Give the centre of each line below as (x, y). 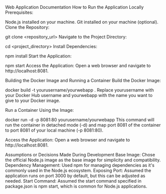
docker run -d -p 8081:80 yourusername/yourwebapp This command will (80, 120)
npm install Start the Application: (38, 56)
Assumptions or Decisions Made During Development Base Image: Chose (80, 155)
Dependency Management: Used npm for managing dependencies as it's (80, 165)
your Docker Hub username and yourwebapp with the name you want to (79, 95)
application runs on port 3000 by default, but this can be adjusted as (75, 176)
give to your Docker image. (33, 100)
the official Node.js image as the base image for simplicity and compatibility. (83, 160)
